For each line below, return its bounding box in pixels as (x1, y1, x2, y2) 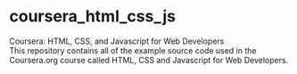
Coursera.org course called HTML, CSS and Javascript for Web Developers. (9, 54, 289, 65)
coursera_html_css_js (9, 6, 177, 27)
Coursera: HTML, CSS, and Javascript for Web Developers (9, 36, 225, 46)
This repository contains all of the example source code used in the (9, 45, 257, 55)
